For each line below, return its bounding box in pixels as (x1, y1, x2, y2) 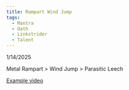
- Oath (12, 25, 29, 32)
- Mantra (12, 20, 34, 26)
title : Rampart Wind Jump (6, 8, 72, 15)
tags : (6, 14, 20, 21)
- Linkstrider (12, 31, 47, 37)
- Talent (12, 37, 34, 43)
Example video (6, 77, 44, 84)
